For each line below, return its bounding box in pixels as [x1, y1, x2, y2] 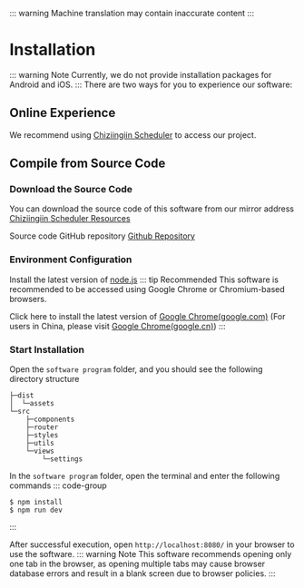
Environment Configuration [9, 253, 132, 266]
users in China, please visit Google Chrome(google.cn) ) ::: [9, 320, 226, 331]
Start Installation [9, 343, 84, 356]
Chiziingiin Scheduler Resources [9, 213, 131, 224]
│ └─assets [9, 399, 54, 408]
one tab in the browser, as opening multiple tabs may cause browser [9, 558, 266, 570]
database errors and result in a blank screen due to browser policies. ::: [9, 568, 276, 579]
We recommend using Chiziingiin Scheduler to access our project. [9, 129, 257, 140]
